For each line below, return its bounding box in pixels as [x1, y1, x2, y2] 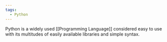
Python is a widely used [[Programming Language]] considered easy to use [5, 25, 162, 31]
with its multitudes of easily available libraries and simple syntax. [5, 31, 140, 37]
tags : [5, 7, 17, 12]
